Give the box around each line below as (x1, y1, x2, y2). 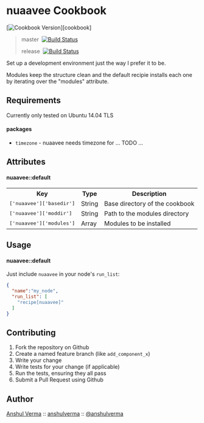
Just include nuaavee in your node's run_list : (6, 270, 120, 278)
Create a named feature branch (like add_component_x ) (15, 350, 150, 358)
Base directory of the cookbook (104, 199, 195, 208)
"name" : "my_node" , (12, 288, 59, 294)
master (21, 35, 40, 43)
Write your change (15, 356, 62, 364)
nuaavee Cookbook (6, 4, 107, 18)
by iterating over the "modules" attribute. (6, 78, 109, 85)
